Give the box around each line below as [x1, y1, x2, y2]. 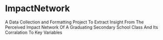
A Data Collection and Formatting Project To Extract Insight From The [5, 19, 144, 25]
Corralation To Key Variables [5, 29, 62, 35]
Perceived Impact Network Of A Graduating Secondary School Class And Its [5, 24, 159, 30]
